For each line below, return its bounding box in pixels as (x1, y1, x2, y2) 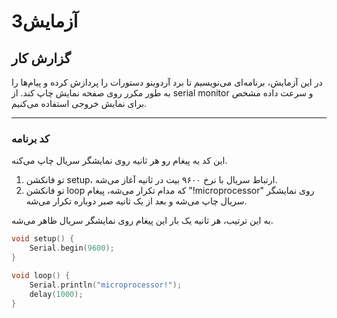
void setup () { (11, 234, 75, 244)
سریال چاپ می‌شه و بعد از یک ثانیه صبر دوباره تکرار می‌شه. (25, 195, 248, 207)
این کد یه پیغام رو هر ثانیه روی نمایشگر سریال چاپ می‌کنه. (11, 155, 228, 167)
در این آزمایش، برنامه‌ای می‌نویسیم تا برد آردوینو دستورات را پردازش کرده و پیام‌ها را (11, 76, 323, 88)
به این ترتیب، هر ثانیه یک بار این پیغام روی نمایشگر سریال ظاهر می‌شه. (11, 215, 274, 227)
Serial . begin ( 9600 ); (29, 243, 115, 254)
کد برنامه (11, 131, 50, 145)
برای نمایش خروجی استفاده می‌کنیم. (11, 98, 148, 109)
